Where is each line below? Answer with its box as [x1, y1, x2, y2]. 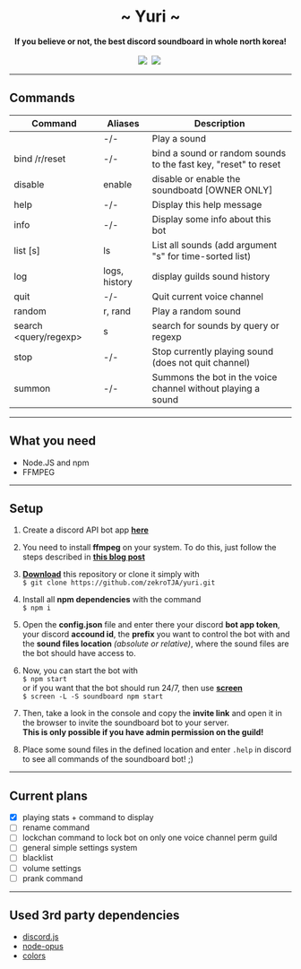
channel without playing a [151, 382, 260, 394]
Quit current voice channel [151, 290, 264, 302]
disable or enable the [151, 172, 241, 185]
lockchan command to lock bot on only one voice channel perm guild [21, 832, 278, 844]
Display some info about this [151, 212, 271, 225]
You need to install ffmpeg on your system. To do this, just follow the [21, 542, 277, 553]
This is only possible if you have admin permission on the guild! [21, 727, 264, 738]
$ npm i [21, 603, 51, 613]
